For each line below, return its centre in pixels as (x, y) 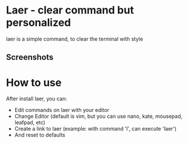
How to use (34, 82)
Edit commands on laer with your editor (62, 110)
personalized (39, 23)
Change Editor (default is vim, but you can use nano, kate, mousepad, (98, 116)
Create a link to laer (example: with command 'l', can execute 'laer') (95, 129)
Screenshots (30, 57)
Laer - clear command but (70, 10)
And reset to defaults (40, 135)
